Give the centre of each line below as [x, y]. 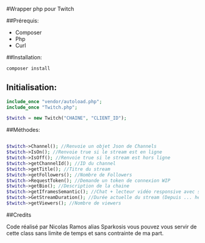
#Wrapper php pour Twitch [40, 9]
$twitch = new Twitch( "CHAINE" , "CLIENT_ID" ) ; [67, 118]
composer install [28, 68]
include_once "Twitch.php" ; [42, 107]
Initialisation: [31, 88]
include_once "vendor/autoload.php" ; [54, 101]
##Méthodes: [23, 130]
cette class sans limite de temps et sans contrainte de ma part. [85, 233]
